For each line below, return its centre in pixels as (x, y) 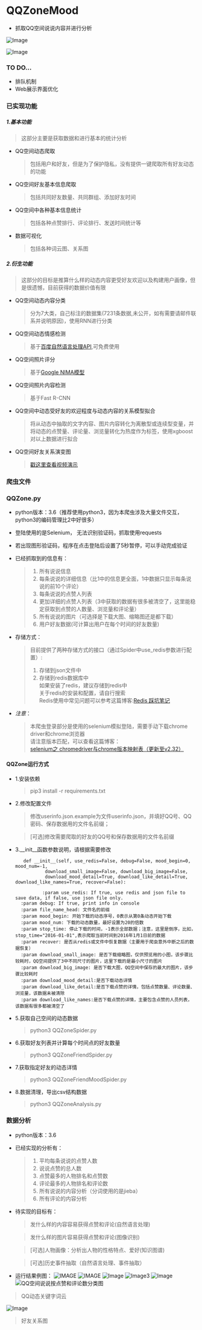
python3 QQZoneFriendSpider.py (71, 1055)
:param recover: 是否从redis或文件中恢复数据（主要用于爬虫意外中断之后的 (105, 942)
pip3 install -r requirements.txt (68, 791)
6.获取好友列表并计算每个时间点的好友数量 (68, 1043)
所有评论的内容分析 (63, 1198)
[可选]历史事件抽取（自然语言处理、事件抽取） (87, 1263)
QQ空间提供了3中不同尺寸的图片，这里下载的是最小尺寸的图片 (98, 961)
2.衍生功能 (20, 263)
